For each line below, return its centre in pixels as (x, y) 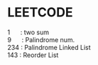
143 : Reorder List (33, 55)
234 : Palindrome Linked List (49, 47)
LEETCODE (40, 12)
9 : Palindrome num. (41, 39)
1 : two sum (28, 32)
